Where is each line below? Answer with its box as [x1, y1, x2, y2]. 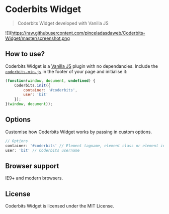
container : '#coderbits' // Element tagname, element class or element [5, 143, 158, 148]
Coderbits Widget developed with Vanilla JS [17, 20, 109, 26]
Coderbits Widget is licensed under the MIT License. [5, 203, 114, 209]
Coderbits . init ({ [14, 83, 51, 88]
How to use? [5, 50, 45, 58]
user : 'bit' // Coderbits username [5, 148, 80, 153]
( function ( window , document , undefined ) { [5, 78, 96, 83]
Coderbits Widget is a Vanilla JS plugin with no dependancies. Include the [5, 63, 158, 69]
